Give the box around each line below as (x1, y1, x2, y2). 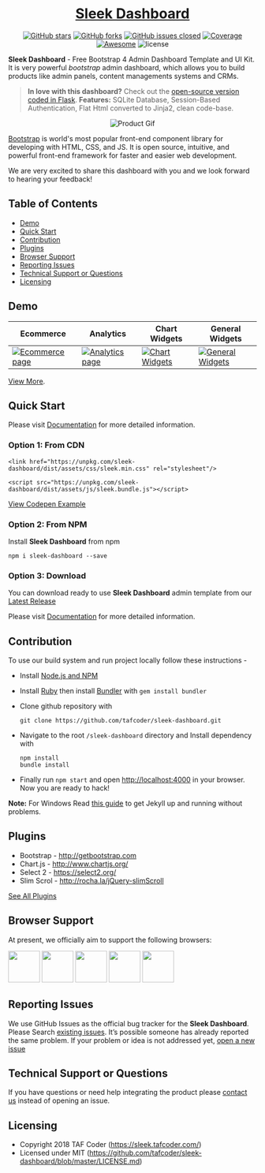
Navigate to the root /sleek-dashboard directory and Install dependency (19, 730, 252, 740)
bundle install (19, 761, 70, 769)
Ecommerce (20, 328, 66, 339)
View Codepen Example (8, 499, 86, 509)
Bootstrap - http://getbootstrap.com (19, 850, 136, 860)
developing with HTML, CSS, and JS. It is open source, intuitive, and (8, 142, 230, 151)
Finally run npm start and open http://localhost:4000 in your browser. (19, 775, 246, 785)
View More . (8, 376, 46, 386)
